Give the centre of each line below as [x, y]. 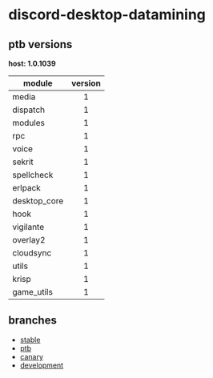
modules [29, 123]
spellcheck [33, 175]
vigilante [28, 227]
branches [33, 321]
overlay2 [29, 240]
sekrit [23, 162]
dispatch [29, 110]
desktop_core [38, 201]
